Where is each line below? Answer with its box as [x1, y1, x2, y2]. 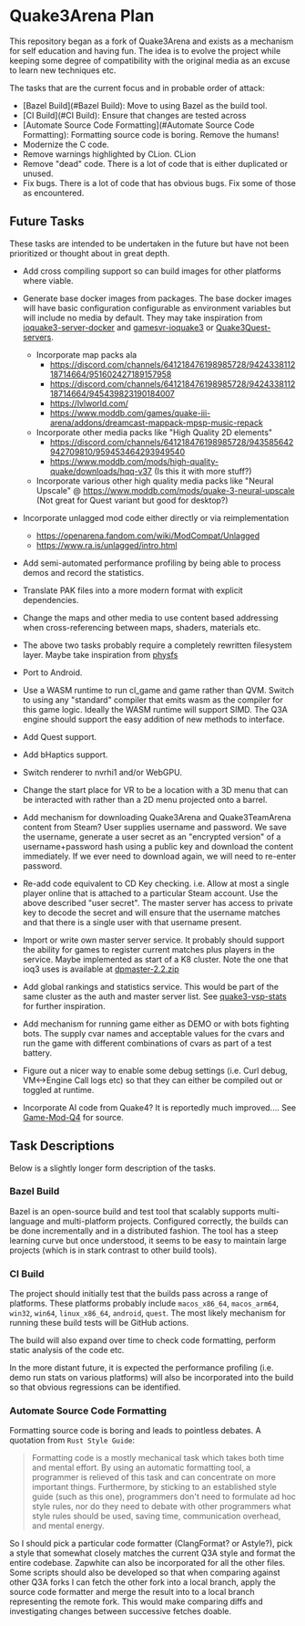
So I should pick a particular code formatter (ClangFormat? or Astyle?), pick [9, 1538, 293, 1549]
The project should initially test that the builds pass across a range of [9, 1288, 269, 1299]
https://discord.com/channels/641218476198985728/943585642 [49, 436, 294, 447]
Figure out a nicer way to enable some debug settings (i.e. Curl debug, [22, 1065, 289, 1076]
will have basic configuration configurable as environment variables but [22, 302, 291, 313]
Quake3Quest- [215, 321, 271, 333]
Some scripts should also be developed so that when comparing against [9, 1567, 280, 1579]
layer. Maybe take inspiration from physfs [22, 649, 178, 660]
